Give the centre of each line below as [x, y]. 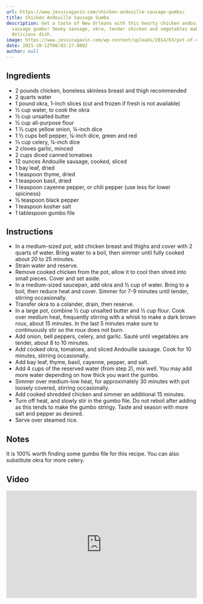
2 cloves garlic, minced [44, 148]
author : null [23, 51]
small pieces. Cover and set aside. [58, 279]
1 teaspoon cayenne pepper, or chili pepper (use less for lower [93, 187]
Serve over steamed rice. [47, 420]
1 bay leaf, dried [35, 168]
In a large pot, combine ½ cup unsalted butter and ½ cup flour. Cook [100, 311]
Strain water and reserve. [47, 266]
